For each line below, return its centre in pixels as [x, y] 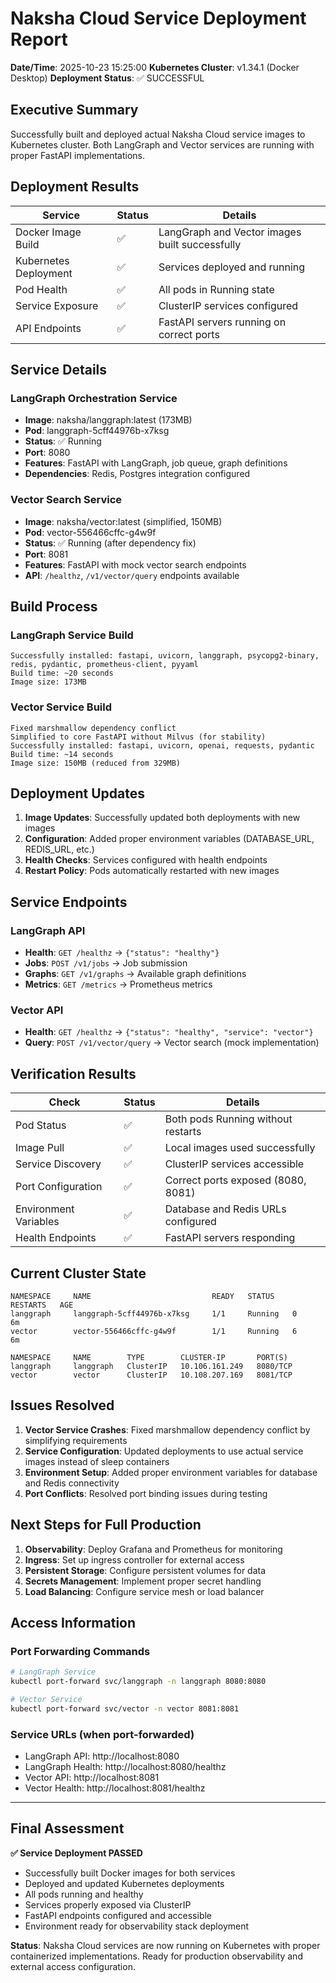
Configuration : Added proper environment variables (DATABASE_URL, [169, 839]
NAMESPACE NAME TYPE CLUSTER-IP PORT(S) [149, 1357]
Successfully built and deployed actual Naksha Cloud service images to [158, 134]
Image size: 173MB [48, 682]
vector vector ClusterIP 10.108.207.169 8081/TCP [151, 1375]
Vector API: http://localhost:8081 [92, 1778]
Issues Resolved [62, 1405]
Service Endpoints [69, 902]
